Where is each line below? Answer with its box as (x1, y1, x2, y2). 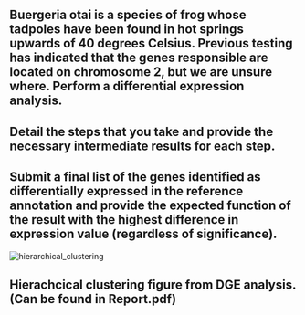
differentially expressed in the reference (9, 184, 244, 199)
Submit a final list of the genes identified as (9, 169, 262, 185)
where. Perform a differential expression (9, 79, 245, 94)
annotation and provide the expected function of (9, 198, 292, 214)
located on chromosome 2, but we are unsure (9, 64, 272, 80)
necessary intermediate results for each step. (9, 138, 276, 153)
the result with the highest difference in (9, 212, 239, 227)
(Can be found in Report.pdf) (9, 291, 176, 307)
